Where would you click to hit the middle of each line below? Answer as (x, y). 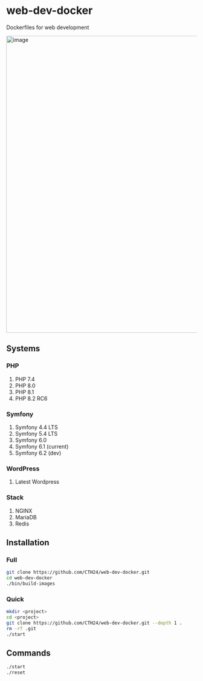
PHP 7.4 (25, 379)
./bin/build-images (31, 584)
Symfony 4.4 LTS (37, 427)
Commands (29, 653)
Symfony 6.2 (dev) (38, 453)
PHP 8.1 (24, 392)
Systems (23, 349)
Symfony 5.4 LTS (36, 433)
